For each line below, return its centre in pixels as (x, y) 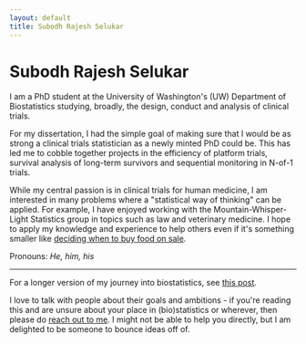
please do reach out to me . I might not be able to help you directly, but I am (150, 319)
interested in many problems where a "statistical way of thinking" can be (146, 200)
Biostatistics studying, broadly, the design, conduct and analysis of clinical (149, 107)
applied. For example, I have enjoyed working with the (111, 210)
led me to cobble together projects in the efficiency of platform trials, (139, 153)
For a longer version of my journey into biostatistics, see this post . (133, 283)
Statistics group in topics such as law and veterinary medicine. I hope (161, 219)
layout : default (40, 18)
